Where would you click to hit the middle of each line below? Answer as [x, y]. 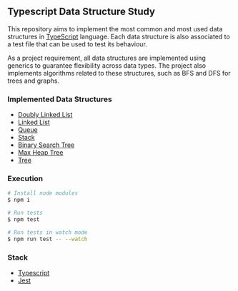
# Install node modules [43, 193]
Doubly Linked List [45, 115]
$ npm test [24, 220]
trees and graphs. [33, 81]
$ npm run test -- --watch [48, 239]
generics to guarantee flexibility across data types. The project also [107, 65]
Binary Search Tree [46, 145]
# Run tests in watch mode [48, 232]
